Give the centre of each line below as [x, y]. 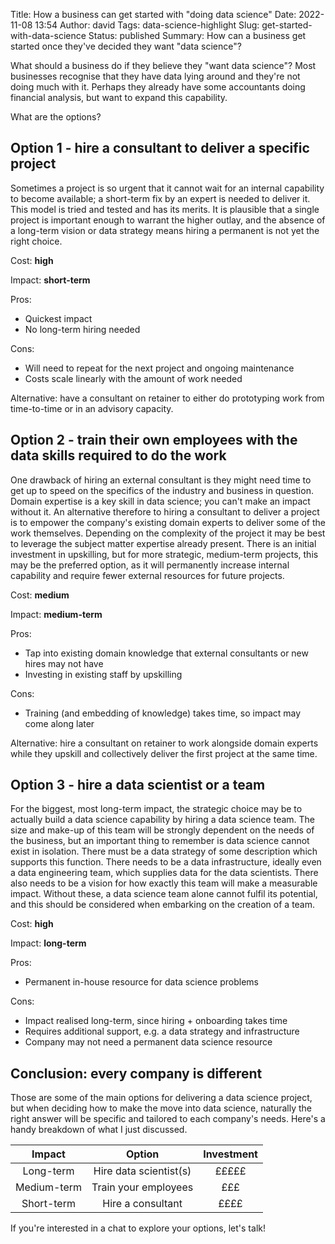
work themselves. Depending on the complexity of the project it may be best [168, 533]
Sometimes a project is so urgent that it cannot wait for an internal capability [167, 188]
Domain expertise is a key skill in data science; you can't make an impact [160, 501]
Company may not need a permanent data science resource [148, 1042]
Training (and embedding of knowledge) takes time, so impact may [163, 713]
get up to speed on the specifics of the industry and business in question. [162, 490]
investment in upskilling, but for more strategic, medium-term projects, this [164, 554]
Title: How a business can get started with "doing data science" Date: [153, 14]
